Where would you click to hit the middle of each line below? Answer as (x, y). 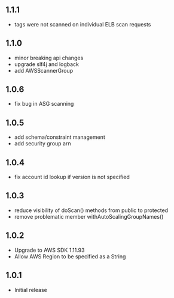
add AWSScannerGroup (44, 70)
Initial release (30, 290)
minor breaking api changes (49, 58)
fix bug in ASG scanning (44, 104)
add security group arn (42, 144)
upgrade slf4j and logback (46, 64)
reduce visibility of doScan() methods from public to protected (91, 210)
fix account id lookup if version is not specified (72, 177)
